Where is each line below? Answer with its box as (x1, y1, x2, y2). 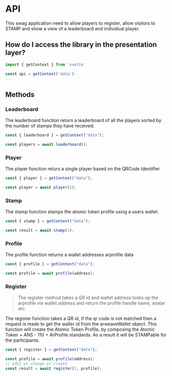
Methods (5, 90, 35, 99)
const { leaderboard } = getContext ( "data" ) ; (5, 133, 104, 138)
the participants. (5, 337, 40, 344)
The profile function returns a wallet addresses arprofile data (5, 252, 134, 258)
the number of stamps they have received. (5, 123, 95, 129)
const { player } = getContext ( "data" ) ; (5, 175, 93, 181)
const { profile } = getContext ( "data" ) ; (5, 262, 95, 267)
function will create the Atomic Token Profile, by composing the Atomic (5, 326, 155, 332)
